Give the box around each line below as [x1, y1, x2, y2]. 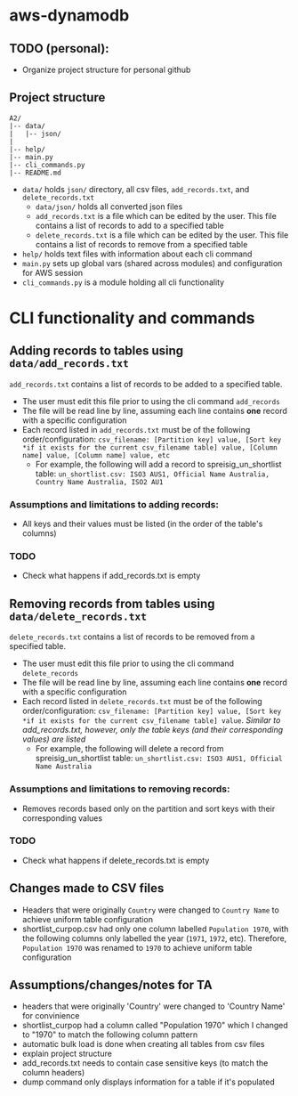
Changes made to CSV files [9, 881, 165, 896]
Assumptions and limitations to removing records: [9, 783, 230, 795]
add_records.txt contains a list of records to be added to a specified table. [9, 378, 283, 389]
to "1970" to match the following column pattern [21, 1029, 198, 1040]
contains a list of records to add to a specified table [35, 220, 224, 231]
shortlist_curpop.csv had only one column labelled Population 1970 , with [21, 923, 289, 934]
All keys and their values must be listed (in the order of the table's [21, 518, 263, 530]
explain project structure [21, 1048, 113, 1059]
